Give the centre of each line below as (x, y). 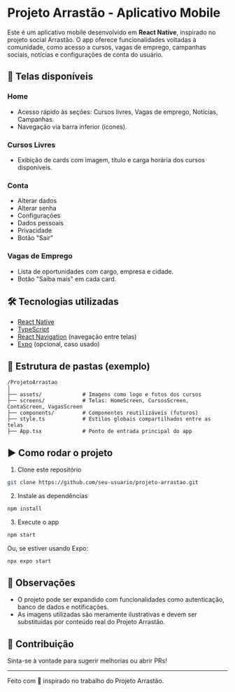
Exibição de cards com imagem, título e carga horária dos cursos (111, 160)
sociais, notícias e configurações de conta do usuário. (85, 55)
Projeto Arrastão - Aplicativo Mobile (114, 13)
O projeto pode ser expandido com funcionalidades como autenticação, (121, 600)
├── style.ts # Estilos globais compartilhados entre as (109, 419)
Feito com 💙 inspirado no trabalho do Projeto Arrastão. (86, 681)
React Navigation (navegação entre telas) (77, 337)
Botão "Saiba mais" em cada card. (67, 278)
